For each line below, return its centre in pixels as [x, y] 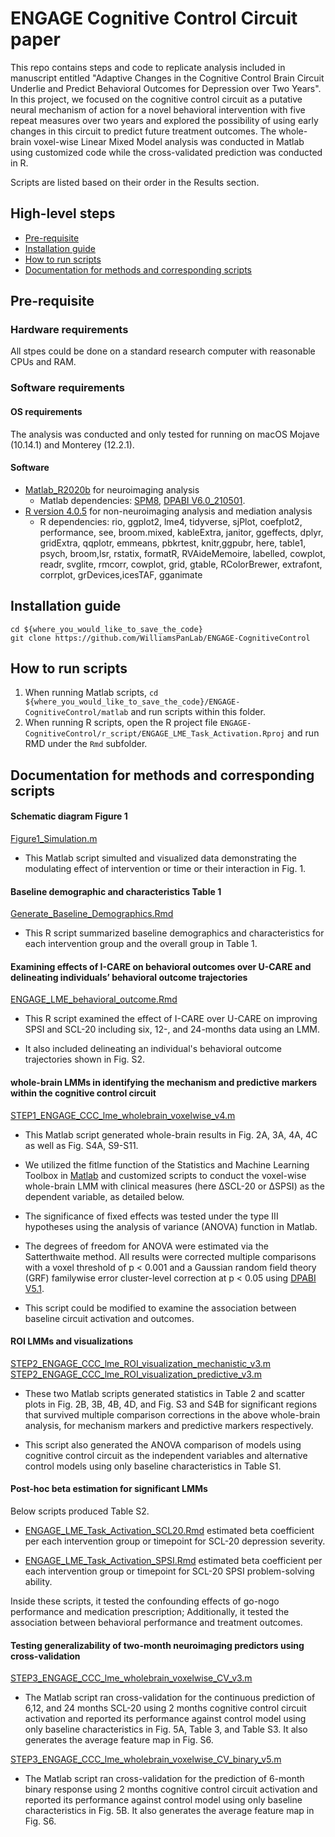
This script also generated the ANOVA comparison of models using [163, 1444]
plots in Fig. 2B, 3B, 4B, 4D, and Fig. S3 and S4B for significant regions [171, 1404]
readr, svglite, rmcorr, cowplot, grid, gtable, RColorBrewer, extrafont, [181, 564]
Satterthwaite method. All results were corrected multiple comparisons [170, 1256]
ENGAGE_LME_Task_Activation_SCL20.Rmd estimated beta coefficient [169, 1530]
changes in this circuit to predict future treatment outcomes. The [143, 131]
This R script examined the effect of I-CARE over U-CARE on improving [171, 1019]
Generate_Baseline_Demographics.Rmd [92, 914]
